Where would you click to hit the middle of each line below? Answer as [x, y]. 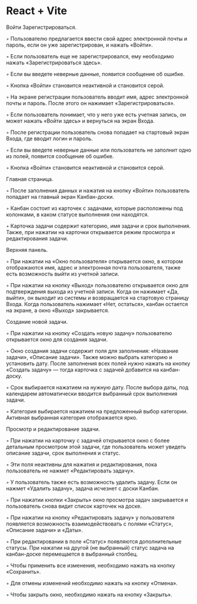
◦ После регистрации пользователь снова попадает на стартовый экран [98, 132]
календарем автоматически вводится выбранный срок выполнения [92, 393]
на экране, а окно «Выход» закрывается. [58, 310]
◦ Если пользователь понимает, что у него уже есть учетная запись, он [96, 114]
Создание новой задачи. [37, 321]
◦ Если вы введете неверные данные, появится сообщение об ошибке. [96, 74]
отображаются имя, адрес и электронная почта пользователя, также [94, 267]
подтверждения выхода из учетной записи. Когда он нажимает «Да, [93, 291]
